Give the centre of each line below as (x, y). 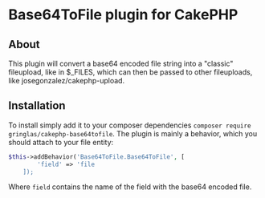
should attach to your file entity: (61, 142)
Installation (37, 106)
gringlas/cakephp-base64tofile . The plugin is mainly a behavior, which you (133, 133)
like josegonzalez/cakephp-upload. (67, 81)
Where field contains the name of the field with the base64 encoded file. (130, 187)
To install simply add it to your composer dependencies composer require (130, 125)
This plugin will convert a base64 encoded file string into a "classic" (121, 63)
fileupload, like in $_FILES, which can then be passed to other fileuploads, (130, 72)
